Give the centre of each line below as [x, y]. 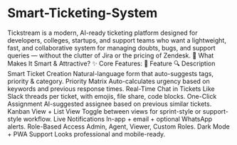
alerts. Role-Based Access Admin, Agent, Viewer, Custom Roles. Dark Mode [118, 127]
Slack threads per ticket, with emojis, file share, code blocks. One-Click [112, 96]
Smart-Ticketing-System [83, 13]
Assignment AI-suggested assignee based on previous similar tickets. [110, 104]
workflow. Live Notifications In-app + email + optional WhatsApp [118, 119]
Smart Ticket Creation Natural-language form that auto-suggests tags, [110, 73]
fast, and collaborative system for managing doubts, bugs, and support [111, 48]
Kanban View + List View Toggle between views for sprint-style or [104, 111]
